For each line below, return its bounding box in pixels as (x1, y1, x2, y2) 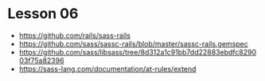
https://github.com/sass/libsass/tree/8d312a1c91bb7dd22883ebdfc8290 (18, 47, 257, 57)
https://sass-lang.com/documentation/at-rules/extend (18, 64, 197, 73)
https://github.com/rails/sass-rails (18, 31, 131, 40)
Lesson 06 (7, 5, 79, 23)
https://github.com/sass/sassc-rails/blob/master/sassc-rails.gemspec (18, 39, 248, 48)
